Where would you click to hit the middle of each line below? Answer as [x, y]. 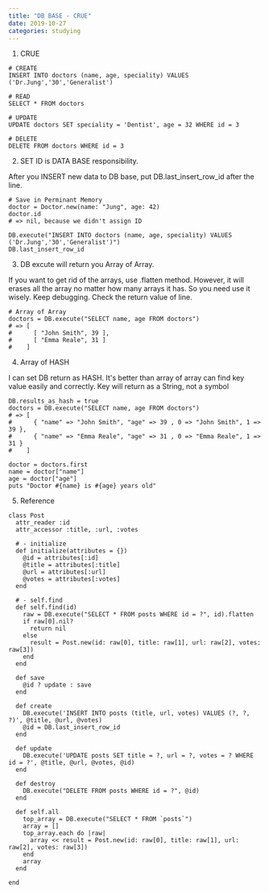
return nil [48, 629]
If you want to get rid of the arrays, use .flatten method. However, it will [126, 280]
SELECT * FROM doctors [46, 104]
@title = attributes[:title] [72, 565]
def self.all [37, 812]
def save [30, 678]
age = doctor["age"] [43, 479]
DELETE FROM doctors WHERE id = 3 [66, 146]
